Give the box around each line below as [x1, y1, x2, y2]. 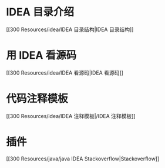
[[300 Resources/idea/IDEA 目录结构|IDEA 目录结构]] [6, 26, 134, 33]
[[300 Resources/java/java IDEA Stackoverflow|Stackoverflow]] [6, 155, 160, 162]
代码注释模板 [6, 92, 69, 106]
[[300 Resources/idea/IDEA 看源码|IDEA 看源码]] [6, 69, 123, 76]
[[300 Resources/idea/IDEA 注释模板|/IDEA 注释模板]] [6, 112, 136, 119]
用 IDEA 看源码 [6, 49, 77, 62]
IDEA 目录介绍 [6, 5, 75, 19]
